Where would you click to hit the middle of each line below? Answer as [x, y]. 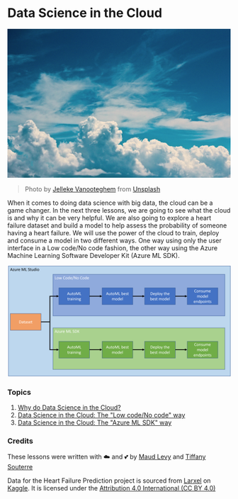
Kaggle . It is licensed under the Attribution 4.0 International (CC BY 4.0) [112, 488]
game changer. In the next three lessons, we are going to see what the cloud [119, 210]
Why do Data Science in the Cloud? [69, 407]
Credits [20, 441]
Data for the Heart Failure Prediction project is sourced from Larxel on [109, 481]
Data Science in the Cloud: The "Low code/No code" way [101, 415]
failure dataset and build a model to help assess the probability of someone [117, 225]
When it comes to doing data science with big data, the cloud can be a [110, 203]
